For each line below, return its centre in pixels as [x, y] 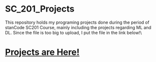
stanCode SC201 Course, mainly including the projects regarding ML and [78, 27]
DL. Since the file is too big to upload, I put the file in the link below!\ [74, 32]
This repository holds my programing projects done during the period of [77, 22]
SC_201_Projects [40, 9]
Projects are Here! [42, 52]
